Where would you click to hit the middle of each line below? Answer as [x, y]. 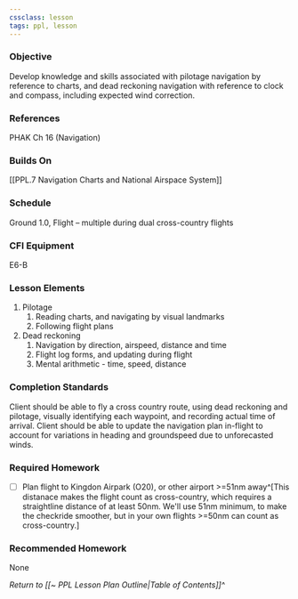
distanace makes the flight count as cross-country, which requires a [147, 497]
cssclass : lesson [41, 17]
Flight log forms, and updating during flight [114, 355]
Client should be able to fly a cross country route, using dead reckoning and [149, 407]
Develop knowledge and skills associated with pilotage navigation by [135, 76]
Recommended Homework [68, 548]
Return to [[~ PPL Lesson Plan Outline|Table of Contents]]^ [117, 585]
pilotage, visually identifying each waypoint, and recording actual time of [142, 416]
